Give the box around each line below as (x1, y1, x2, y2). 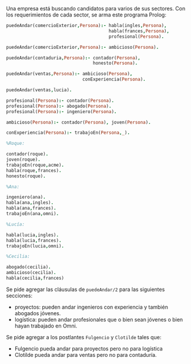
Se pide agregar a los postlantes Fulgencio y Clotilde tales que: (6, 333, 162, 340)
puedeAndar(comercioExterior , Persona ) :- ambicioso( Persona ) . (6, 44, 159, 50)
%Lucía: (6, 221, 25, 227)
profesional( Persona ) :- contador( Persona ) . (6, 97, 115, 104)
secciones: (6, 292, 33, 299)
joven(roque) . (6, 157, 41, 163)
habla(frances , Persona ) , (108, 28, 169, 34)
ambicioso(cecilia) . (6, 270, 57, 276)
